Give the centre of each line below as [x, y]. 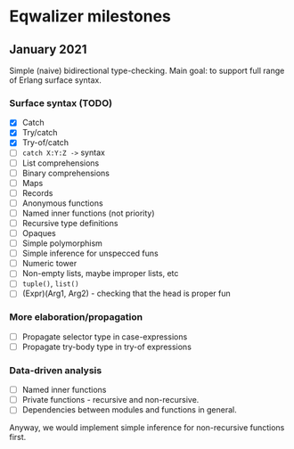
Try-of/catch [45, 143]
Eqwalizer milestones [90, 16]
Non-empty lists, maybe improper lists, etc [100, 273]
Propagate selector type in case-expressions [105, 337]
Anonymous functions [63, 203]
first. [18, 437]
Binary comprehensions [65, 173]
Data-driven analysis [56, 370]
